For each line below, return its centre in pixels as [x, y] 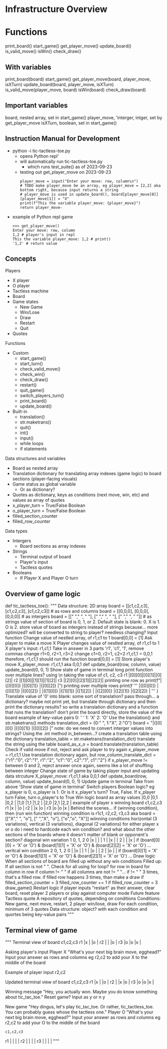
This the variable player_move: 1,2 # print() [62, 239]
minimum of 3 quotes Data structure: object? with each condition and [76, 909]
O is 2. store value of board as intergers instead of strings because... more [82, 627]
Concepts [21, 259]
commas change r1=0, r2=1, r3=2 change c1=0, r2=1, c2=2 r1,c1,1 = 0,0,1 [79, 654]
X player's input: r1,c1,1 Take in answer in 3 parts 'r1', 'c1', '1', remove [75, 648]
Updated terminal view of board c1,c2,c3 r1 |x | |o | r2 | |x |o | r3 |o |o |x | [80, 982]
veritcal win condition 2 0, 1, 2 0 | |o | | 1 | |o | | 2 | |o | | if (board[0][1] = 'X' [82, 851]
